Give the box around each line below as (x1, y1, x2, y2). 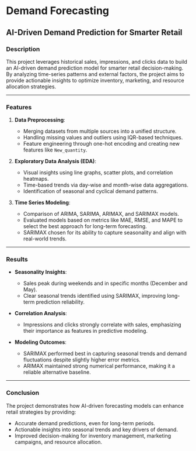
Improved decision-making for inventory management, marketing (14, 432, 171, 439)
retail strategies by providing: (6, 408, 76, 415)
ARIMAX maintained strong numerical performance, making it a (23, 363, 175, 370)
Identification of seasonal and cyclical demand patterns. (23, 188, 159, 195)
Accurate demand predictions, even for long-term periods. (14, 419, 156, 426)
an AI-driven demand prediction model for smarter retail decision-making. (6, 64, 184, 71)
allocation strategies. (6, 83, 57, 90)
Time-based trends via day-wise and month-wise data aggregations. (23, 181, 188, 188)
